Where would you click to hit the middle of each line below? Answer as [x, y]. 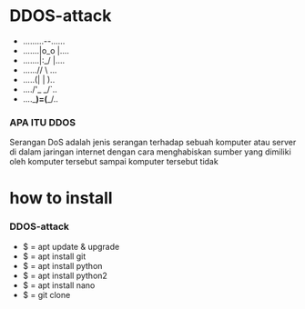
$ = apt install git [54, 256]
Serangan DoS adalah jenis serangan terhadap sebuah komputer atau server [153, 143]
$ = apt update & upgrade [71, 246]
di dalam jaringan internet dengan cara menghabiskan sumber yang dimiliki [150, 152]
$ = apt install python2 [65, 275]
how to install [61, 199]
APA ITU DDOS [42, 122]
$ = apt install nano [59, 285]
